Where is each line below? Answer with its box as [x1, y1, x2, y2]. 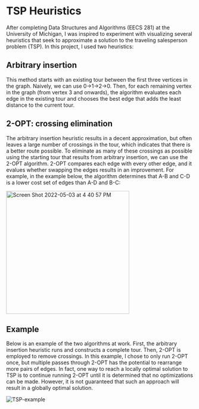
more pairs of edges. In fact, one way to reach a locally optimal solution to [6, 365, 188, 373]
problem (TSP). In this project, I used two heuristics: [6, 43, 134, 50]
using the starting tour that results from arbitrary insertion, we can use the [6, 153, 188, 160]
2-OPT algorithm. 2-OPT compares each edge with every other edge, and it [6, 160, 192, 167]
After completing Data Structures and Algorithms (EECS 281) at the [6, 24, 170, 31]
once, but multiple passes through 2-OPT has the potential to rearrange [6, 359, 182, 366]
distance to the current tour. [6, 101, 75, 109]
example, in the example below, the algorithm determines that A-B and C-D [6, 172, 191, 179]
